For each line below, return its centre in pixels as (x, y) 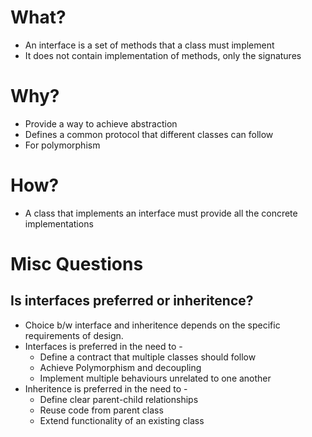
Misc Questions (77, 264)
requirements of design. (74, 335)
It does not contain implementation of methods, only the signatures (163, 55)
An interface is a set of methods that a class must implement (149, 45)
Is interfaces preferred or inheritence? (132, 301)
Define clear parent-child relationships (119, 399)
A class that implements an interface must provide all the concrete (161, 213)
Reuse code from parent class (101, 410)
